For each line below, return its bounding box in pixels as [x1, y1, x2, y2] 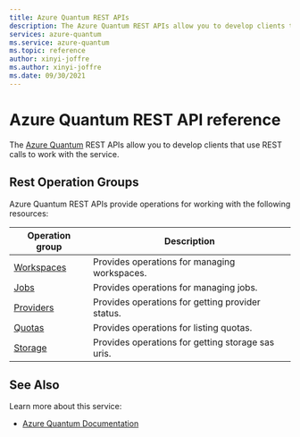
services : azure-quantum [9, 29, 102, 38]
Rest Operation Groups [9, 175, 139, 190]
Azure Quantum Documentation [21, 418, 139, 429]
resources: [9, 207, 49, 219]
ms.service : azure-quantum [9, 38, 110, 47]
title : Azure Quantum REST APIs [9, 13, 129, 22]
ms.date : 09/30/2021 [9, 71, 87, 80]
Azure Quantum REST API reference [9, 109, 281, 130]
